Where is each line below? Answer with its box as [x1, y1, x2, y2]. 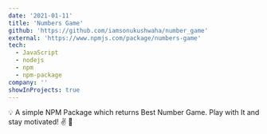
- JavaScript [15, 49, 59, 57]
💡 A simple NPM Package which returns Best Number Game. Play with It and [8, 108, 260, 117]
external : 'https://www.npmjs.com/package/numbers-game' [8, 33, 202, 42]
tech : [8, 41, 26, 49]
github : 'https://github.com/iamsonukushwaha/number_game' [8, 26, 209, 34]
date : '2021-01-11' [8, 11, 73, 20]
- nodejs [15, 57, 45, 65]
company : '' [8, 78, 48, 86]
